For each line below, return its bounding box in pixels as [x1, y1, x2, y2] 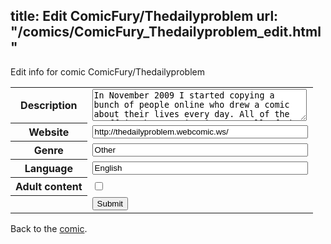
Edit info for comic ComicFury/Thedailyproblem [10, 65, 205, 78]
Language [24, 162, 73, 176]
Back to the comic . [10, 222, 88, 234]
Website [28, 125, 70, 139]
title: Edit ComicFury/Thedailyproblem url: [10, 8, 279, 25]
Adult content [15, 180, 83, 194]
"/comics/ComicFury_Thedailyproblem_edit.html [10, 24, 322, 41]
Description [20, 99, 78, 113]
